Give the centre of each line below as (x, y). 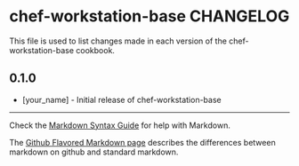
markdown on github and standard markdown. (94, 152)
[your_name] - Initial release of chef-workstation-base (121, 99)
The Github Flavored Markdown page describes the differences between (142, 142)
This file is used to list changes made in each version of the (118, 41)
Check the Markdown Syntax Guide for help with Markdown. (120, 125)
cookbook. (95, 50)
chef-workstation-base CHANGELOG (149, 16)
